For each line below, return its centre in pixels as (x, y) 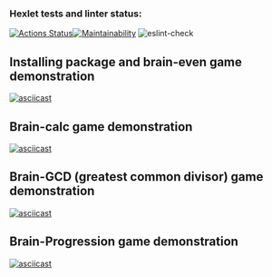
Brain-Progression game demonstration (124, 242)
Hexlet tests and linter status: (76, 14)
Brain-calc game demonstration (101, 127)
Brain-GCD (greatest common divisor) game (136, 177)
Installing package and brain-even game (126, 62)
